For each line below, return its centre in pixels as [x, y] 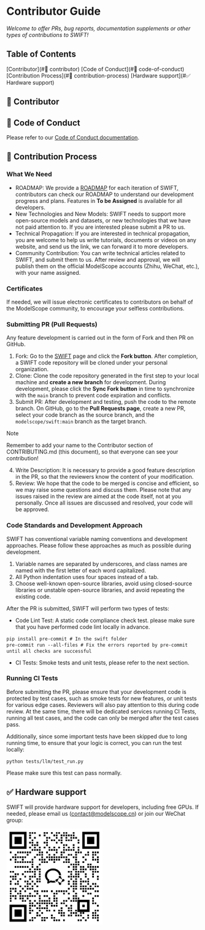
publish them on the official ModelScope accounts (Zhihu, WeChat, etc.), [107, 266]
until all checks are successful [49, 651]
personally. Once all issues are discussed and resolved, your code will [104, 503]
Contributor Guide [54, 11]
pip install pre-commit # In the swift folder [67, 639]
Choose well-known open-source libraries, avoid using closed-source [103, 583]
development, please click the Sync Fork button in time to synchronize [105, 389]
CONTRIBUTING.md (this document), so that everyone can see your [92, 452]
